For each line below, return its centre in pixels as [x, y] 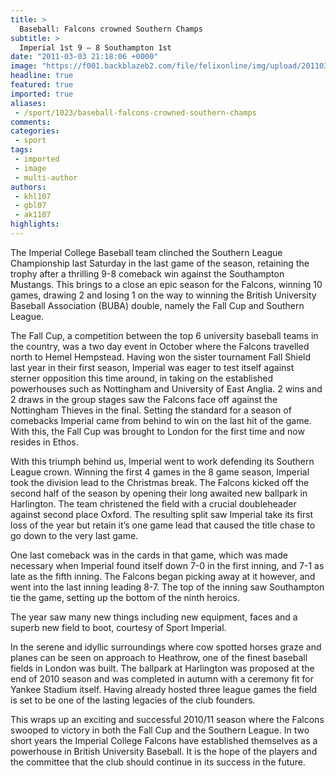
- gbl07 [30, 206]
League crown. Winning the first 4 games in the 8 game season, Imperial [160, 472]
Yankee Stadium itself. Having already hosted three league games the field [164, 689]
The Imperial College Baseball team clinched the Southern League [146, 252]
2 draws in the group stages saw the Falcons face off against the [144, 399]
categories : [35, 131]
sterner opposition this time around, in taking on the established [142, 378]
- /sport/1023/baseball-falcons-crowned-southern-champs [135, 112]
